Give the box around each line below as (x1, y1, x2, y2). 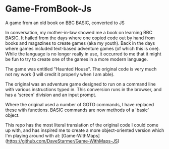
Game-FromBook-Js (5, 3, 92, 15)
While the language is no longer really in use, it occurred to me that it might (5, 51, 161, 57)
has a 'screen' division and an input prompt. (5, 92, 97, 98)
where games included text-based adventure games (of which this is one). (5, 45, 160, 51)
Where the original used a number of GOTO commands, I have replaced (5, 101, 154, 107)
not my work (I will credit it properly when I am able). (5, 71, 115, 77)
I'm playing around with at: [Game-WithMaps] (5, 132, 100, 138)
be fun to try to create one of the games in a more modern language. (5, 56, 148, 62)
